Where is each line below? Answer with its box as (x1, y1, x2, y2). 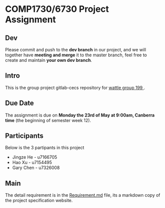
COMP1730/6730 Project (5, 3, 109, 15)
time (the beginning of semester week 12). (5, 117, 91, 123)
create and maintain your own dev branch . (5, 57, 92, 63)
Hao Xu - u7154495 (12, 160, 52, 166)
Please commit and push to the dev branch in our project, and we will (5, 47, 146, 52)
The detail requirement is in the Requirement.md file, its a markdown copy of (5, 192, 161, 198)
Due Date (5, 99, 34, 107)
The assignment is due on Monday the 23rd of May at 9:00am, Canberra (5, 112, 155, 118)
